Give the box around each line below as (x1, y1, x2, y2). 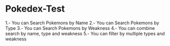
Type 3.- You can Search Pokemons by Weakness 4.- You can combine (5, 25, 155, 31)
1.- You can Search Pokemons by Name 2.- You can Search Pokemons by (5, 20, 159, 26)
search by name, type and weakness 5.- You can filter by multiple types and (5, 30, 165, 36)
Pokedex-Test (5, 3, 65, 15)
